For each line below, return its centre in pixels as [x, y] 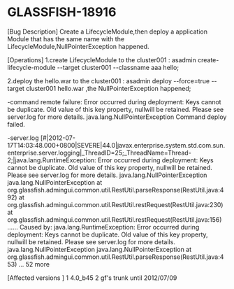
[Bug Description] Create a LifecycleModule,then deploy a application [108, 31]
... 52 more [34, 264]
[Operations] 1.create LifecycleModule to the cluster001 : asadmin [102, 59]
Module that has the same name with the [66, 38]
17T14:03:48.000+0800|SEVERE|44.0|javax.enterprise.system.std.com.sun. [116, 145]
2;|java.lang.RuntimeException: [52, 160]
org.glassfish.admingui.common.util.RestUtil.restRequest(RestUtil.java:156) [115, 219]
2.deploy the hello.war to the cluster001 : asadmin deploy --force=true [109, 80]
